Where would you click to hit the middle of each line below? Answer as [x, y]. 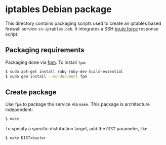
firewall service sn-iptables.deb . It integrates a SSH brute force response [82, 28]
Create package [31, 92]
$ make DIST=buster [26, 138]
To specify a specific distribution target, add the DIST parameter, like [76, 129]
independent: [19, 110]
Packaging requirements [45, 50]
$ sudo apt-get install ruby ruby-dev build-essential [64, 71]
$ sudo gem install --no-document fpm [46, 76]
